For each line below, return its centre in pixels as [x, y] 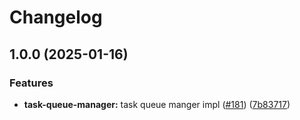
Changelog [56, 17]
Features [31, 83]
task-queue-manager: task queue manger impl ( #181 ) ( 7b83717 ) [157, 104]
